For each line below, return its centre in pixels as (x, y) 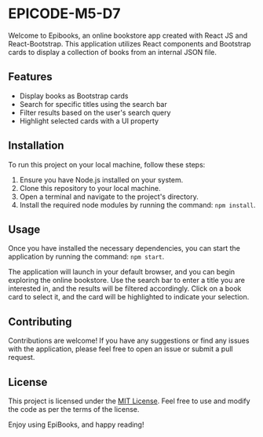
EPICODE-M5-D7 (64, 14)
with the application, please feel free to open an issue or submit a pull (121, 349)
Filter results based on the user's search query (95, 112)
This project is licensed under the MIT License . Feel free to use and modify (129, 401)
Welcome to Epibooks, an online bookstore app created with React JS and (128, 35)
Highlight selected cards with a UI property (89, 121)
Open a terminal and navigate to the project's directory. (109, 196)
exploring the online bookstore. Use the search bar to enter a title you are (127, 281)
